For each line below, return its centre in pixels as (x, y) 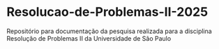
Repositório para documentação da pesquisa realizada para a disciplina (109, 31)
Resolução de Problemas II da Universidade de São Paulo (89, 38)
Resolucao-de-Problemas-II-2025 (107, 12)
